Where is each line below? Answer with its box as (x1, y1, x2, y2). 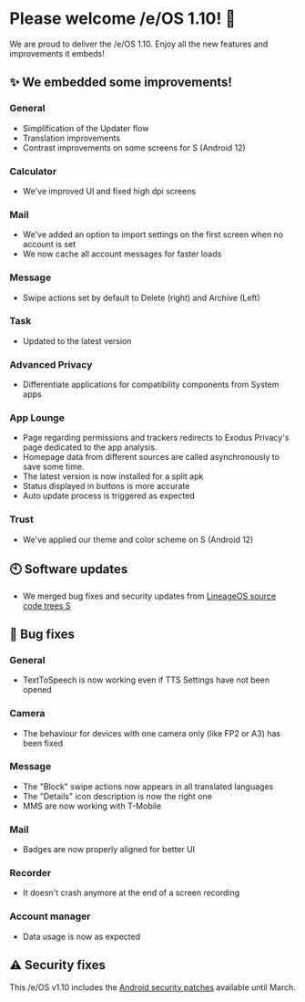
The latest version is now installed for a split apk (22, 471, 204, 482)
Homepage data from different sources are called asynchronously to (22, 452, 280, 463)
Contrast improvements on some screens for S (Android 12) (22, 141, 246, 153)
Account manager (9, 910, 91, 923)
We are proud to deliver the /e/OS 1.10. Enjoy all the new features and (9, 38, 269, 49)
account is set (22, 239, 76, 250)
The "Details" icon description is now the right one (22, 790, 212, 801)
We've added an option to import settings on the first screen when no (22, 229, 284, 240)
